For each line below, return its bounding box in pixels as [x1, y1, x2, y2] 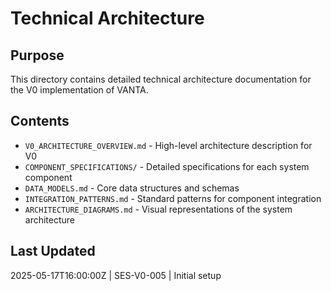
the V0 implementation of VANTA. [10, 84, 149, 96]
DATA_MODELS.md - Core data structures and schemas [24, 182, 240, 194]
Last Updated [10, 243, 96, 260]
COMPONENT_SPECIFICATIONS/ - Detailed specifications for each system [24, 160, 310, 172]
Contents [10, 113, 70, 130]
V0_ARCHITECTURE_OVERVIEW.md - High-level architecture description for [24, 139, 313, 151]
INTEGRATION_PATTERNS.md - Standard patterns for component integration [24, 192, 322, 204]
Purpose [10, 47, 65, 64]
